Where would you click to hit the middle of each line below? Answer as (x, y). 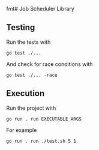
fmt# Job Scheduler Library (40, 9)
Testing (21, 27)
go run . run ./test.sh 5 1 (41, 141)
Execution (25, 93)
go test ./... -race (32, 75)
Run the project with (31, 108)
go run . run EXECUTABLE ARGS (44, 119)
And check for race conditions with (49, 64)
